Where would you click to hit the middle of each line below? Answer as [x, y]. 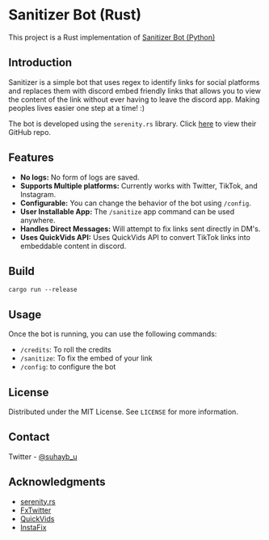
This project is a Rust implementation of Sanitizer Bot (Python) [112, 37]
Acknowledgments [57, 482]
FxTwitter [36, 510]
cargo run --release [43, 290]
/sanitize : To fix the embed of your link [86, 358]
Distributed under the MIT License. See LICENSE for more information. [123, 411]
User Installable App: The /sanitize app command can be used [127, 211]
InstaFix [33, 527]
